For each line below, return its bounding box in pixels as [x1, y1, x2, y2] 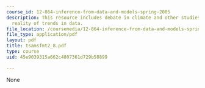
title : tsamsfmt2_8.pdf [6, 43, 67, 49]
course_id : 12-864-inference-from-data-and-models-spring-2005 [6, 8, 171, 15]
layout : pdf [6, 37, 37, 43]
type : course [6, 49, 40, 55]
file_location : [6, 25, 45, 32]
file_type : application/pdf [6, 32, 78, 38]
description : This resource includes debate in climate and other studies [6, 15, 201, 21]
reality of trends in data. [12, 20, 84, 26]
